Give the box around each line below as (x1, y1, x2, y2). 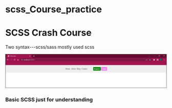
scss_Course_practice (5, 4, 102, 15)
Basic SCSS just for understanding (5, 96, 93, 103)
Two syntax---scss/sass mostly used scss (5, 44, 95, 50)
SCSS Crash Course (5, 27, 92, 39)
